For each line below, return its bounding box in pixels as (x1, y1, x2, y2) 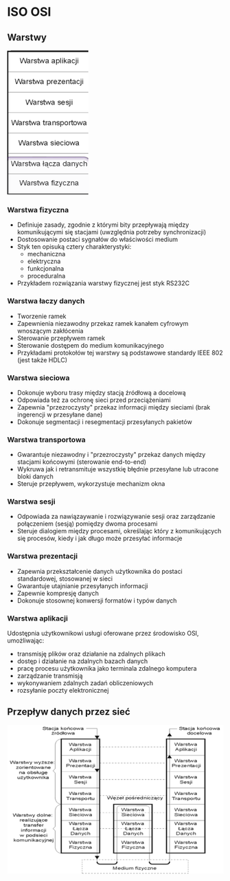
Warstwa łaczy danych (7, 296, 85, 306)
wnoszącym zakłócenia (16, 326, 84, 335)
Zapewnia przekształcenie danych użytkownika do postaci (16, 567, 183, 575)
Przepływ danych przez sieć (7, 706, 130, 718)
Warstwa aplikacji (7, 613, 69, 623)
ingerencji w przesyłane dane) (16, 410, 103, 419)
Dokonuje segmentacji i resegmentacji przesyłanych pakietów (16, 417, 192, 426)
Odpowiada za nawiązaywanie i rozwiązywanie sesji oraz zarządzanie (16, 513, 216, 521)
